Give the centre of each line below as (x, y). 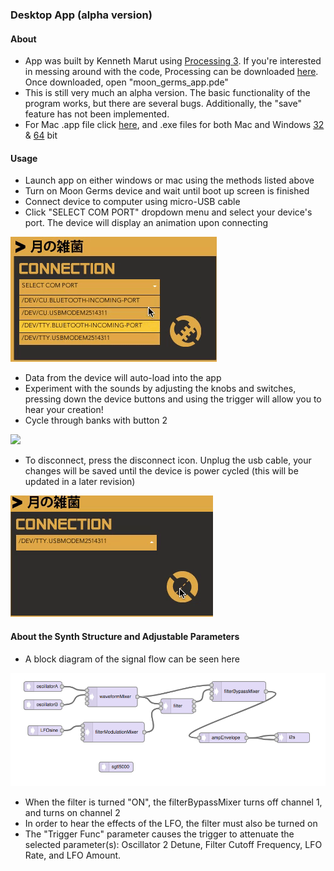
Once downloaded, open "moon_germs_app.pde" (126, 82)
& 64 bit (41, 135)
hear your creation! (64, 410)
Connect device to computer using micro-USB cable (132, 202)
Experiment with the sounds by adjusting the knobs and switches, (160, 389)
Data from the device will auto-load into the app (123, 378)
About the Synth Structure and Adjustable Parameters (125, 636)
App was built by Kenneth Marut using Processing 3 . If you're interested (173, 61)
